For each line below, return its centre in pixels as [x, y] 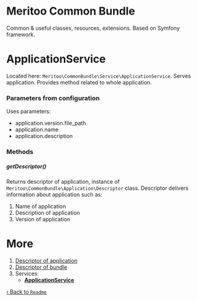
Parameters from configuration [53, 98]
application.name [37, 130]
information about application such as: [54, 195]
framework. [21, 34]
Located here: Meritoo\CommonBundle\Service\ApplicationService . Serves [99, 76]
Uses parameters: [29, 111]
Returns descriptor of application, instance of [63, 182]
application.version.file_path [50, 123]
